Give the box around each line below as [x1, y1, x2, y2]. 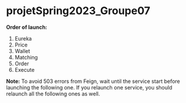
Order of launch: [6, 24, 47, 31]
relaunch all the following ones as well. [6, 90, 100, 97]
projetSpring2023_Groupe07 [6, 4, 151, 18]
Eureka [14, 35, 32, 42]
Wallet [14, 47, 31, 54]
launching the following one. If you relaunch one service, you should [6, 84, 172, 91]
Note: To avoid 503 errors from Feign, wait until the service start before [6, 78, 180, 85]
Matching [14, 54, 38, 61]
